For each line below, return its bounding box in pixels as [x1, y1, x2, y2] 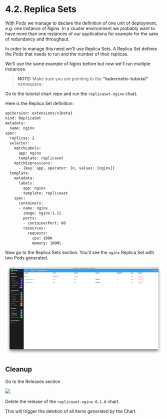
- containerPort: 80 [23, 220, 66, 225]
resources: [23, 225, 46, 230]
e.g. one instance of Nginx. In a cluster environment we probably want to [5, 25, 155, 31]
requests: [27, 230, 48, 235]
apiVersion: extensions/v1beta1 [5, 110, 72, 115]
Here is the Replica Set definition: [5, 100, 74, 106]
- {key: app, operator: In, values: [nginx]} [18, 165, 115, 170]
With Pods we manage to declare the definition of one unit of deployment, [5, 20, 157, 26]
